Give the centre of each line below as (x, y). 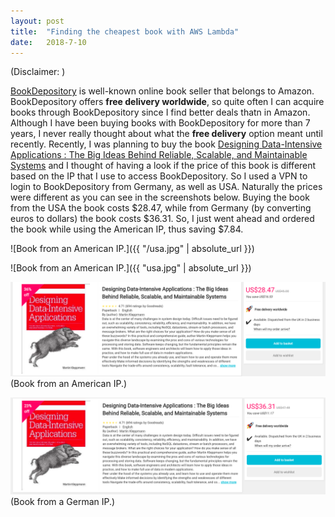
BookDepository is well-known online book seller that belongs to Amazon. (162, 91)
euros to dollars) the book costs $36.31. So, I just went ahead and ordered (162, 219)
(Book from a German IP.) (63, 501)
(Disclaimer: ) (38, 72)
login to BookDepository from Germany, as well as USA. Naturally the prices (166, 187)
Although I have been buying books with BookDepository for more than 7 (160, 123)
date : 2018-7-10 (48, 42)
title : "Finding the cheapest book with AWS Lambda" (125, 31)
